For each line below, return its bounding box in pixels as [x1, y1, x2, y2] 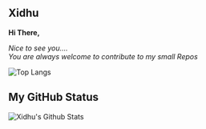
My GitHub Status [8, 91, 99, 104]
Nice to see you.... [8, 43, 68, 53]
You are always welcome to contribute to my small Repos [8, 51, 198, 61]
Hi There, [8, 27, 40, 37]
